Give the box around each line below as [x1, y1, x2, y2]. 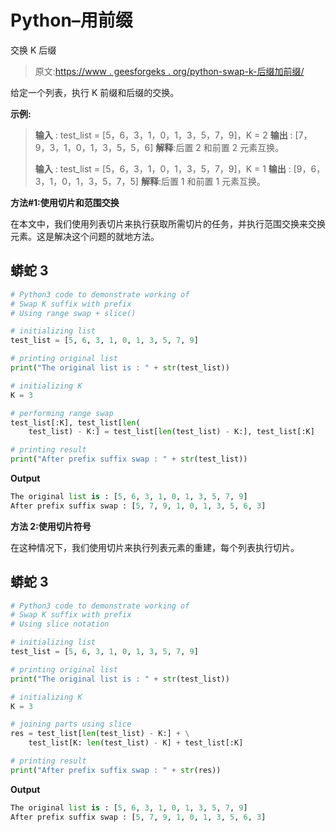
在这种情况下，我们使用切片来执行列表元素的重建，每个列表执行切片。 [10, 541, 300, 553]
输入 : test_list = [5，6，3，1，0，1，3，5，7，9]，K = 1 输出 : [34, 162, 292, 175]
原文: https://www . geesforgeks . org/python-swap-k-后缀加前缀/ [34, 65, 305, 77]
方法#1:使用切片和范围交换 [10, 196, 120, 208]
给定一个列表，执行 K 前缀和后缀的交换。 [10, 86, 180, 98]
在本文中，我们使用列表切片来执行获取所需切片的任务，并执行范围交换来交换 [10, 217, 326, 230]
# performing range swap [10, 408, 114, 418]
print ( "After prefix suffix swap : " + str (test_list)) [10, 454, 248, 465]
